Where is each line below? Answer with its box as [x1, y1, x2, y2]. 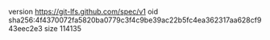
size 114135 [44, 24, 82, 33]
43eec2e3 [8, 24, 43, 33]
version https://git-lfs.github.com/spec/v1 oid [8, 7, 159, 16]
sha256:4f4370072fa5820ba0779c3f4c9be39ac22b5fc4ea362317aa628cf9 [8, 15, 262, 25]
